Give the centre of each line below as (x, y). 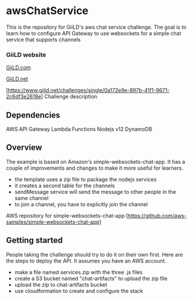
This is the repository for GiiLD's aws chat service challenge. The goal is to (96, 27)
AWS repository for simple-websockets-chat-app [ (67, 215)
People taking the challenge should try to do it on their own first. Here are (94, 254)
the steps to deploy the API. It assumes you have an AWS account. (86, 261)
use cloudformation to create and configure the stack (79, 291)
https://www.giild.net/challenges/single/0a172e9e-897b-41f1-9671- (89, 90)
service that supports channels (43, 39)
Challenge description (71, 97)
